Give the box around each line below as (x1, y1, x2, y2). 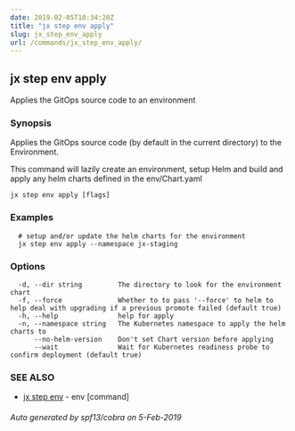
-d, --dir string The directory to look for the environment (18, 280, 282, 289)
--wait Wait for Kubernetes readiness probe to (33, 343, 270, 352)
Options (10, 260, 45, 272)
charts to (10, 327, 47, 336)
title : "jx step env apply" (10, 21, 115, 30)
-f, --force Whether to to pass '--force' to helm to (18, 295, 275, 304)
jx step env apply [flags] (10, 191, 111, 200)
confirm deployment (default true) (10, 350, 143, 360)
